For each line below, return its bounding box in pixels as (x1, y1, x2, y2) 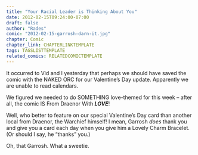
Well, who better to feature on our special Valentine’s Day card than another (6, 111, 192, 119)
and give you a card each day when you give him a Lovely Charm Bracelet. (6, 124, 190, 131)
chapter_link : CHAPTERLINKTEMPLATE (6, 42, 95, 48)
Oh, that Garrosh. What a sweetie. (6, 142, 89, 149)
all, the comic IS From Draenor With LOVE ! (6, 100, 110, 107)
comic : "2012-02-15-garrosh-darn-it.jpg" (6, 31, 111, 37)
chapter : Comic (6, 36, 44, 42)
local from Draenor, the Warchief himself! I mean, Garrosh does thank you (6, 117, 187, 125)
